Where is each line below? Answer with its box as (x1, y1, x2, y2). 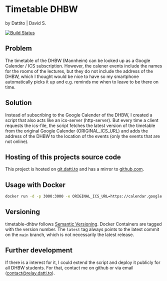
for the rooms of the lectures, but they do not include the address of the (5, 68, 153, 74)
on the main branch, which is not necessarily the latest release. (5, 231, 134, 237)
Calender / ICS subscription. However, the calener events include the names (5, 62, 162, 68)
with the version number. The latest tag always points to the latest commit (5, 226, 159, 232)
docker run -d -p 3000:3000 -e (5, 194, 70, 199)
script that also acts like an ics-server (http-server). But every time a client (5, 117, 159, 123)
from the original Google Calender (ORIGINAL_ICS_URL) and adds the (5, 127, 148, 133)
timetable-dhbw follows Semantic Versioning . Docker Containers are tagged (5, 221, 162, 227)
